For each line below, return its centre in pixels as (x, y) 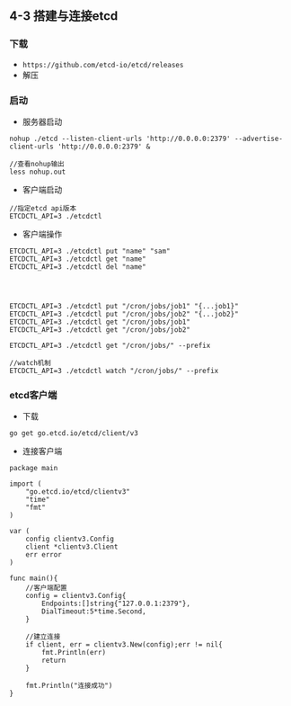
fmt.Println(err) (74, 653)
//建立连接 (43, 637)
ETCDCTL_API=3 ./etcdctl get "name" (78, 259)
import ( (26, 484)
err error (44, 555)
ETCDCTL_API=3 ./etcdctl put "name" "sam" (90, 251)
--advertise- (258, 139)
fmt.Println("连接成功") (69, 686)
